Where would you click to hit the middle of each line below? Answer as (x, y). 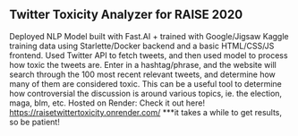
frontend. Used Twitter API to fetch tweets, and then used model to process (149, 55)
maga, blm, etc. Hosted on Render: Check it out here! (107, 103)
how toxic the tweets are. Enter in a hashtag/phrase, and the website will (143, 64)
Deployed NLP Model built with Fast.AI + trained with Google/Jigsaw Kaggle (149, 36)
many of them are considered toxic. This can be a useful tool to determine (145, 83)
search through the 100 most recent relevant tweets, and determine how (142, 74)
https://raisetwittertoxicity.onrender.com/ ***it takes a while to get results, (146, 112)
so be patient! (34, 122)
